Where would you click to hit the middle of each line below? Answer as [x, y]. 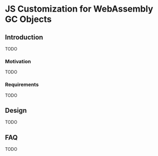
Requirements [22, 85]
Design [16, 110]
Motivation [18, 61]
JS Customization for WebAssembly [79, 9]
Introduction [24, 37]
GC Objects [29, 19]
